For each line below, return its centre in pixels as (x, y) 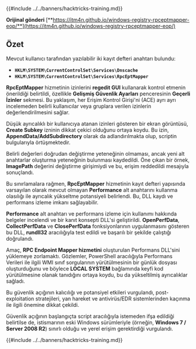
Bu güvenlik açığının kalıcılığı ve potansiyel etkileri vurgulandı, (80, 292)
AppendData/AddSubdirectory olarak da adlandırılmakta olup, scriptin (92, 136)
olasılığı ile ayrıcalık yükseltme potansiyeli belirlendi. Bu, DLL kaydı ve (90, 196)
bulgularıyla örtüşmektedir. (38, 142)
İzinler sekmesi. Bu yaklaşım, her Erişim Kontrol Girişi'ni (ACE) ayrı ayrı (91, 100)
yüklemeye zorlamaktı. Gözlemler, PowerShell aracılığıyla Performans (89, 256)
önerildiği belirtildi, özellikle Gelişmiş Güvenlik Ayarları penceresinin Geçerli (98, 94)
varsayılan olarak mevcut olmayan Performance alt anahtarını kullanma (92, 190)
